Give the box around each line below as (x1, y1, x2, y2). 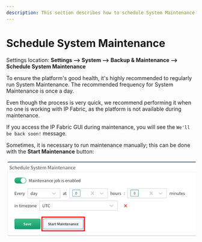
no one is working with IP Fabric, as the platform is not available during (6, 105, 182, 113)
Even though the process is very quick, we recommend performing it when (6, 99, 191, 106)
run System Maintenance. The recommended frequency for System (6, 81, 174, 88)
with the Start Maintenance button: (6, 147, 94, 155)
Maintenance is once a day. (6, 87, 75, 95)
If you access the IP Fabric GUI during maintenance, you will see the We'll (6, 123, 191, 131)
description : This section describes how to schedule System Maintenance (6, 10, 195, 16)
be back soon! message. (6, 129, 67, 137)
